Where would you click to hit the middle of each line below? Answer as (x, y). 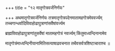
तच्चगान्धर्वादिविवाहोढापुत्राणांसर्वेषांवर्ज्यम (35, 23)
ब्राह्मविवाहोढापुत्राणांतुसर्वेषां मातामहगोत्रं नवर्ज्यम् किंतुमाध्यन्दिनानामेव (56, 33)
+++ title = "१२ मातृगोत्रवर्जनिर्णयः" (35, 8)
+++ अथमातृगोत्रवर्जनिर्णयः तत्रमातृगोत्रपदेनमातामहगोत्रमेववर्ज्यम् (54, 18)
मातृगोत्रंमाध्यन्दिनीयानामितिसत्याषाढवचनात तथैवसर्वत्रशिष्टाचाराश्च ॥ (57, 43)
